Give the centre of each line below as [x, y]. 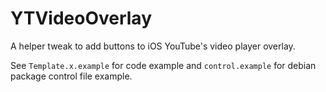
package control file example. [71, 76]
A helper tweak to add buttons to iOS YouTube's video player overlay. [153, 46]
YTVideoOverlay [81, 18]
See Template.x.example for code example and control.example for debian [163, 65]
